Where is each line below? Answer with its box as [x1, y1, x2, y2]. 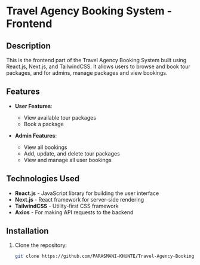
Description [6, 41, 51, 51]
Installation [6, 226, 49, 236]
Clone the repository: [14, 242, 67, 249]
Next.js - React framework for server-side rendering [14, 196, 144, 203]
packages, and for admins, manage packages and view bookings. [6, 69, 168, 76]
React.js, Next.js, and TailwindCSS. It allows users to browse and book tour [6, 63, 191, 70]
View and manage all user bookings [23, 156, 112, 163]
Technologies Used [6, 173, 79, 184]
